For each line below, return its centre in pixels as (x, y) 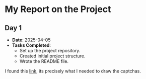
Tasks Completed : (31, 45)
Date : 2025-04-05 (31, 40)
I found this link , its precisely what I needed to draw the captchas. (73, 71)
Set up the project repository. (50, 51)
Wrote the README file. (44, 61)
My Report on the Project (58, 9)
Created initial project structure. (53, 56)
